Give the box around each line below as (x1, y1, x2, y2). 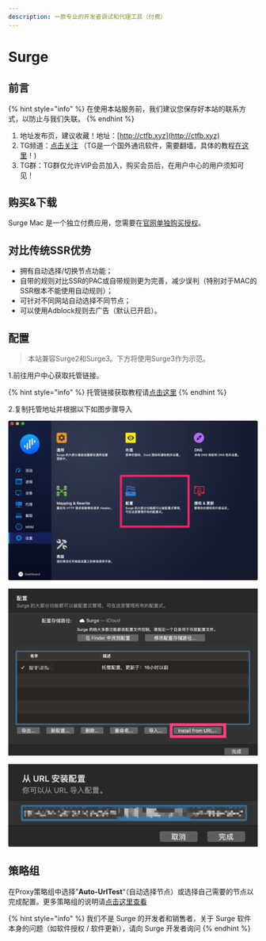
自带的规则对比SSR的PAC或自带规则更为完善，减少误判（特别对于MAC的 (19, 276, 257, 285)
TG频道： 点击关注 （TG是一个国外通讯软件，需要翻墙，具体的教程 (19, 140, 235, 150)
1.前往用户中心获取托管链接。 (8, 371, 104, 381)
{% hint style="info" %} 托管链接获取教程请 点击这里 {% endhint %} (8, 388, 227, 397)
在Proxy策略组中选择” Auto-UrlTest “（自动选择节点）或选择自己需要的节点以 (8, 886, 254, 896)
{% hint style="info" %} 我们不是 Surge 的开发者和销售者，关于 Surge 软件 (8, 913, 252, 923)
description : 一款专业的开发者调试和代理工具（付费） (8, 13, 167, 21)
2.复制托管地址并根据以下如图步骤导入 (8, 404, 133, 414)
